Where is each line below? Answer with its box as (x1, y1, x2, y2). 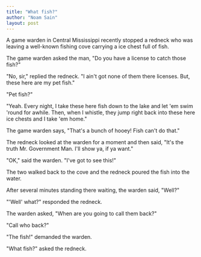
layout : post (6, 20, 39, 26)
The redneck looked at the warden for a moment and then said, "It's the (6, 139, 184, 146)
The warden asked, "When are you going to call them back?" (6, 210, 158, 217)
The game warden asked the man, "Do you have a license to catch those (6, 55, 187, 62)
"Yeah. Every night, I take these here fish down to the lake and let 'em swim (6, 103, 194, 110)
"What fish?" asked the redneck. (6, 245, 87, 252)
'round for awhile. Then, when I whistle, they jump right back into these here (6, 109, 196, 116)
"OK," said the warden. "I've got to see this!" (6, 157, 116, 164)
